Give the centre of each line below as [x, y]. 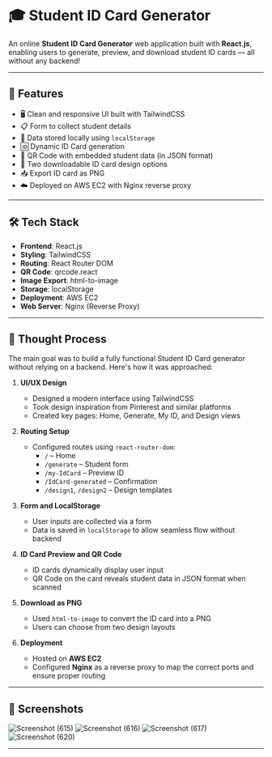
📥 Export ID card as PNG [62, 173]
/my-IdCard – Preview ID [84, 473]
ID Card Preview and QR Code [71, 555]
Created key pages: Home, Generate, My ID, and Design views [136, 416]
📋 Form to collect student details [76, 125]
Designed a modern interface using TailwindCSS [113, 398]
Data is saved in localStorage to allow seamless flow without [134, 530]
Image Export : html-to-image [69, 280]
